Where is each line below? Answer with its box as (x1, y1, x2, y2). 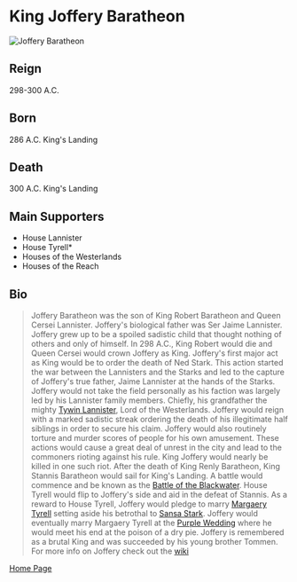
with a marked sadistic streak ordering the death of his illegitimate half (30, 414, 288, 424)
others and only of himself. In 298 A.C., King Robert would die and (30, 339, 273, 349)
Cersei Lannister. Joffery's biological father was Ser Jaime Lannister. (30, 319, 283, 330)
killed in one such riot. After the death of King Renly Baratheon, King (30, 461, 281, 471)
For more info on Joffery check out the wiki (30, 546, 189, 556)
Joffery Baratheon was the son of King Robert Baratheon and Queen (30, 311, 281, 320)
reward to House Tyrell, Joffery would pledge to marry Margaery (30, 499, 268, 509)
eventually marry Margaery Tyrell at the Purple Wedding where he (30, 517, 272, 528)
